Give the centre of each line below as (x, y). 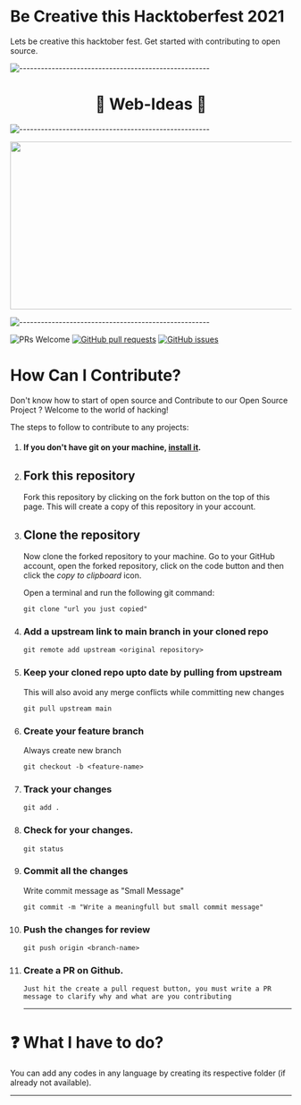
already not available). (51, 1083)
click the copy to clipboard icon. (82, 575)
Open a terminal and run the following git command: (119, 593)
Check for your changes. (78, 830)
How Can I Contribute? (96, 375)
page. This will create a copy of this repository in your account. (139, 506)
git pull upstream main (67, 709)
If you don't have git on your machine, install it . (112, 447)
